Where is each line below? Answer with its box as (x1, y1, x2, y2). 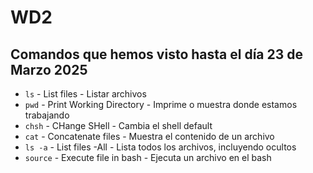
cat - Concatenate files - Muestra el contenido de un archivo (24, 131, 275, 142)
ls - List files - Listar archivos (24, 88, 147, 100)
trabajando (24, 109, 70, 121)
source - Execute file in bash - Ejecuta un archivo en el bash (24, 152, 272, 163)
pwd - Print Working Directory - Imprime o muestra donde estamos (24, 99, 298, 110)
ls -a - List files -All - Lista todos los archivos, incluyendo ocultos (24, 141, 297, 153)
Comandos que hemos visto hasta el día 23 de (10, 46, 303, 63)
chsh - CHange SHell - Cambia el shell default (24, 120, 213, 131)
